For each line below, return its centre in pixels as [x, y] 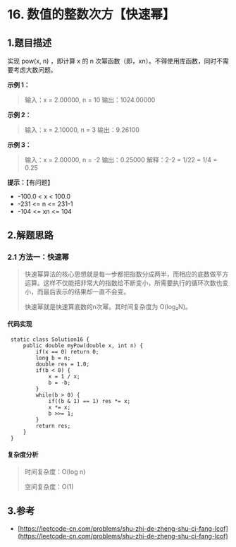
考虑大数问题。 [35, 70]
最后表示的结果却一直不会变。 [87, 291]
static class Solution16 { [50, 339]
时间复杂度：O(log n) [55, 472]
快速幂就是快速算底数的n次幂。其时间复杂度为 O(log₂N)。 [108, 306]
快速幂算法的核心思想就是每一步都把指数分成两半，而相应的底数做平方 [126, 274]
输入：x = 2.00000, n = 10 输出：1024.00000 [90, 100]
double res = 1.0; [63, 364]
